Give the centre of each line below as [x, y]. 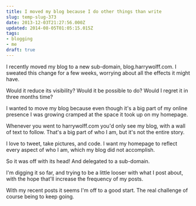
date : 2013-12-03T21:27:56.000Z [46, 22]
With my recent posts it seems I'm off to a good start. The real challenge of [97, 190]
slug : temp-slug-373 [31, 17]
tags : [13, 34]
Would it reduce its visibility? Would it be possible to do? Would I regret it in [97, 90]
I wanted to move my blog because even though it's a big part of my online [97, 108]
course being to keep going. [40, 196]
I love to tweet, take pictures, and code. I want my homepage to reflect [92, 143]
